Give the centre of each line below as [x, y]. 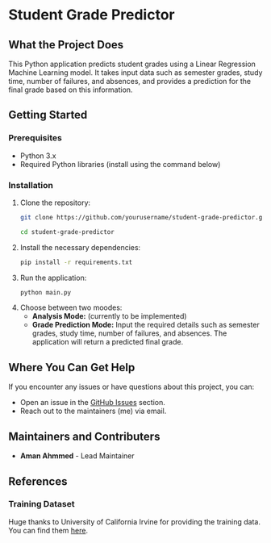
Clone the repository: [55, 203]
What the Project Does [66, 45]
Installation [31, 185]
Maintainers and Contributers [84, 436]
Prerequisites [35, 138]
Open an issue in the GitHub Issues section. [92, 403]
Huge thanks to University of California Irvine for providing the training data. [134, 521]
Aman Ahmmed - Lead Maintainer [77, 456]
